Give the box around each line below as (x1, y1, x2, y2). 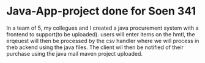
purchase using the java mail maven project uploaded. (6, 50, 143, 57)
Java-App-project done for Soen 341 (6, 4, 196, 18)
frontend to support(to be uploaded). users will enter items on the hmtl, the (6, 30, 195, 38)
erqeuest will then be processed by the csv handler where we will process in (6, 37, 199, 44)
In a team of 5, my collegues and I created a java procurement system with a (6, 24, 199, 31)
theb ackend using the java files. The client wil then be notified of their (6, 44, 184, 51)
